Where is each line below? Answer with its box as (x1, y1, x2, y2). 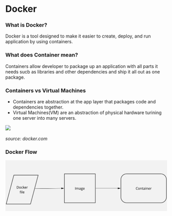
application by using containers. (5, 39, 73, 45)
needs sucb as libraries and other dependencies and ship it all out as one (5, 68, 160, 75)
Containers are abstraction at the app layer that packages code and (12, 99, 156, 105)
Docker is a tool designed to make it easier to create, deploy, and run (5, 33, 151, 39)
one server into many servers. (12, 115, 77, 121)
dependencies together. (12, 104, 64, 111)
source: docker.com (5, 136, 48, 142)
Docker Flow (5, 149, 37, 155)
